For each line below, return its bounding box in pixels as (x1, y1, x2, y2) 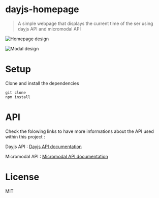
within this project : (5, 133, 45, 139)
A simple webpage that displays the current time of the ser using (17, 20, 153, 26)
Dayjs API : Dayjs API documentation (5, 144, 82, 150)
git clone (5, 90, 26, 95)
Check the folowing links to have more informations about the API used (5, 128, 154, 134)
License (5, 172, 40, 183)
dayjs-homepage (5, 4, 80, 15)
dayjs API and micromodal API (17, 25, 81, 32)
